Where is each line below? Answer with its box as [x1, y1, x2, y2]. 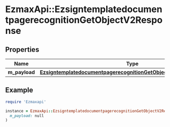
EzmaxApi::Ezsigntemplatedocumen [5, 4, 163, 15]
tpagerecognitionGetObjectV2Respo [5, 14, 163, 26]
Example [5, 86, 33, 95]
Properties [5, 45, 39, 54]
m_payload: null [10, 113, 44, 118]
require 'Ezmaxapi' [5, 99, 47, 104]
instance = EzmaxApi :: [5, 108, 53, 113]
